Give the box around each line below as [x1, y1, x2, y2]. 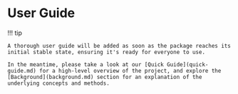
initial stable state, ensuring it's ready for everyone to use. [7, 48, 205, 56]
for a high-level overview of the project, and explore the [38, 67, 222, 74]
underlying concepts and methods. [7, 80, 110, 87]
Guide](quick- [166, 61, 209, 68]
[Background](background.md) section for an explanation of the [7, 73, 202, 80]
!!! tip [7, 28, 23, 37]
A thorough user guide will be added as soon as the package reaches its [7, 42, 232, 49]
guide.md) [7, 67, 37, 74]
